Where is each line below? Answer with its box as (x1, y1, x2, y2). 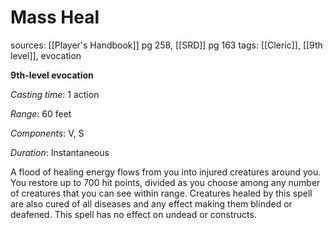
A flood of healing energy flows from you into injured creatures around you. (10, 166, 322, 178)
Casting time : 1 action (10, 88, 100, 100)
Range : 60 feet (10, 107, 72, 120)
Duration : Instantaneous (10, 146, 110, 158)
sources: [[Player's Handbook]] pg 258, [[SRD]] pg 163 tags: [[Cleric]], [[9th (10, 39, 323, 51)
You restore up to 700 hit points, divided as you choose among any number (10, 176, 321, 188)
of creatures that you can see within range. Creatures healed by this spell (10, 187, 313, 199)
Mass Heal (10, 6, 100, 29)
